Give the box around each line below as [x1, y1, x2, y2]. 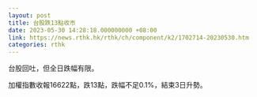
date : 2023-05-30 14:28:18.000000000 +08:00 [8, 26, 157, 34]
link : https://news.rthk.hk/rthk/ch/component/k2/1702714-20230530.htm [8, 33, 249, 42]
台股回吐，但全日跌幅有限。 [8, 64, 99, 73]
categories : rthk [8, 41, 66, 49]
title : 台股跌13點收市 [8, 19, 76, 27]
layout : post [8, 11, 51, 20]
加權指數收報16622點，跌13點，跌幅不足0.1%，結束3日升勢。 [8, 80, 207, 90]
